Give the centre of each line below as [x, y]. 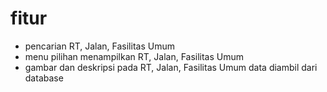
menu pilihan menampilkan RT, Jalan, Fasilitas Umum [134, 56]
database [44, 78]
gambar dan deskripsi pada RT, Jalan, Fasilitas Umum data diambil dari [171, 67]
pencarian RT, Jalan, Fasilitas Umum [99, 46]
